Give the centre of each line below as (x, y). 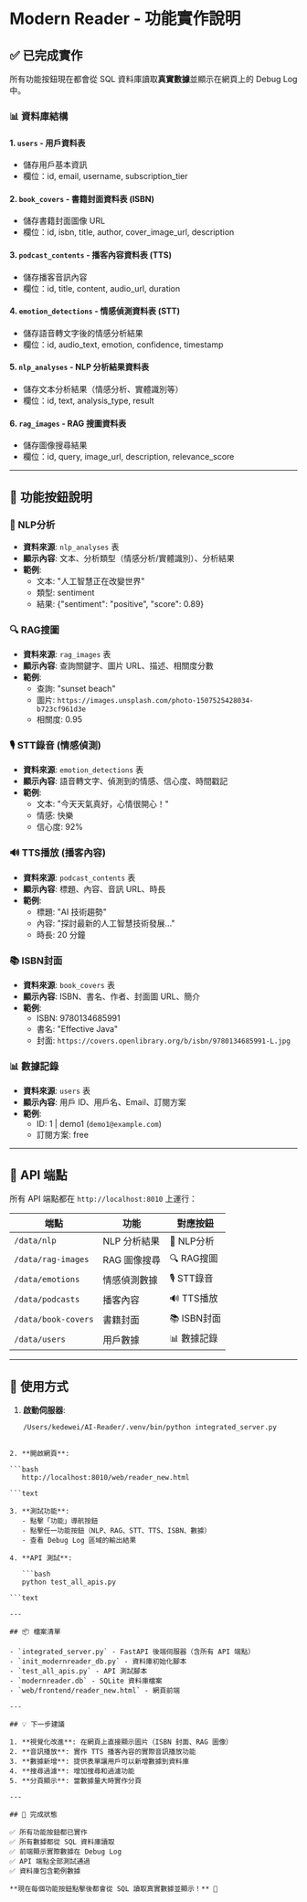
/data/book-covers (54, 1319)
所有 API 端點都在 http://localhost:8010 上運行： (104, 1199)
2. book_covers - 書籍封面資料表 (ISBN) (82, 198)
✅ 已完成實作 (46, 55)
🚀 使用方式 (39, 1386)
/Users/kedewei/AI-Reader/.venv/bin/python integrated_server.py (149, 1427)
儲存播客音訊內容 (55, 277)
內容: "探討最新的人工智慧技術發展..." (106, 923)
